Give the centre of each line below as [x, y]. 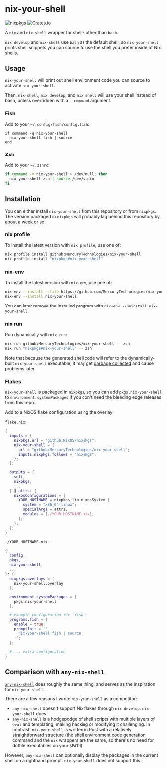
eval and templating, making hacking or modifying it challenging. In [81, 724]
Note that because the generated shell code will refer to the [66, 358]
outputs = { [22, 472]
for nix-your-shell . [25, 689]
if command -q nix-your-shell [37, 133]
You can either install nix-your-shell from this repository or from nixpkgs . [81, 211]
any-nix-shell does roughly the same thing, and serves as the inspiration [80, 684]
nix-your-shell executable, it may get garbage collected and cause [84, 363]
